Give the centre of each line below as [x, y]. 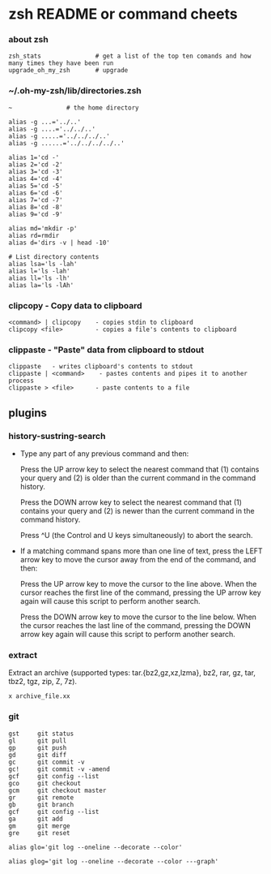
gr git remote [41, 797]
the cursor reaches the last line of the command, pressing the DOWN [135, 626]
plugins [28, 413]
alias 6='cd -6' [36, 193]
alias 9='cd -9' [36, 214]
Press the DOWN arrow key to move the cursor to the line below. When [138, 617]
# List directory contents [54, 256]
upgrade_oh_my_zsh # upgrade [68, 71]
